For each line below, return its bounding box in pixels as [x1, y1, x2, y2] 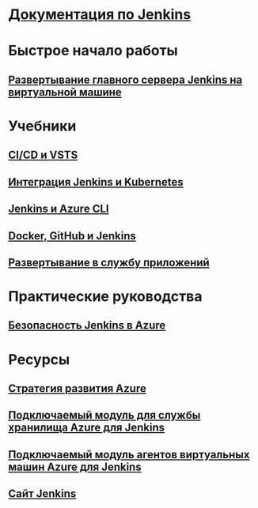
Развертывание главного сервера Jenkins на [8, 73, 243, 86]
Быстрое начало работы [8, 42, 178, 60]
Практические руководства [8, 288, 203, 306]
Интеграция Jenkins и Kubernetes [8, 175, 184, 189]
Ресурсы [8, 350, 70, 368]
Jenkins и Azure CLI [8, 202, 109, 216]
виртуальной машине [8, 85, 123, 99]
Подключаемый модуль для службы [8, 408, 201, 422]
